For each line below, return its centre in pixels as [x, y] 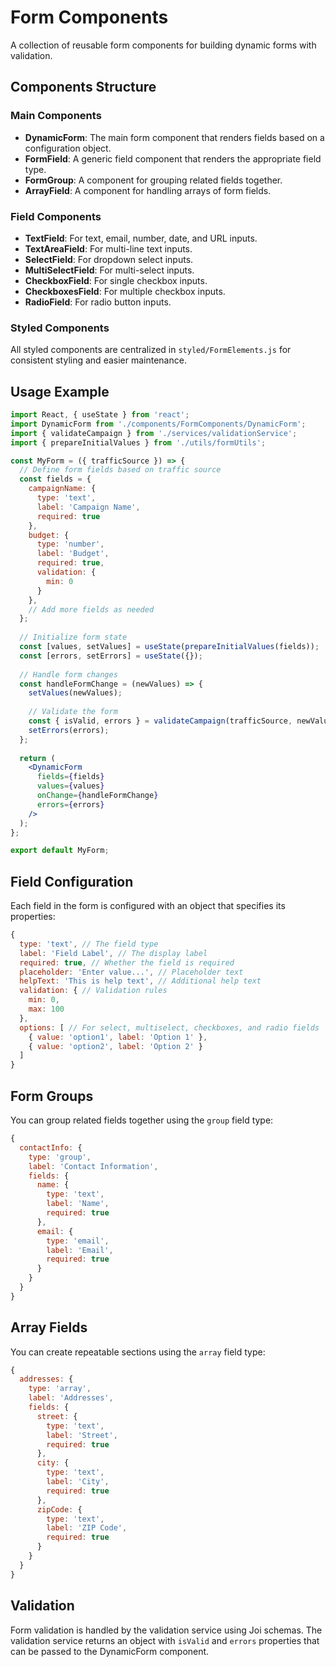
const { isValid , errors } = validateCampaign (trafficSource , [160, 721]
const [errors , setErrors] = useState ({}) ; [111, 656]
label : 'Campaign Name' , [88, 507]
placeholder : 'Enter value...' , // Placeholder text [131, 972]
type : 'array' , [60, 1389]
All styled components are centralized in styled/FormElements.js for [151, 350]
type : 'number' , [70, 544]
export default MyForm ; [60, 851]
